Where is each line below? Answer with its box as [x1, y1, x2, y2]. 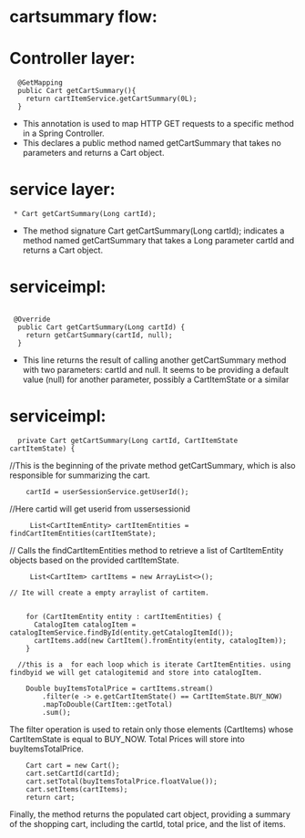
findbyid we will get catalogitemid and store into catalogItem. [9, 667, 262, 677]
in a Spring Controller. [22, 128, 105, 139]
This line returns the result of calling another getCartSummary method [22, 355, 287, 366]
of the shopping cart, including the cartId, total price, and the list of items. [9, 818, 286, 829]
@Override [13, 315, 51, 324]
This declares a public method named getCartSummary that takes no [22, 138, 282, 149]
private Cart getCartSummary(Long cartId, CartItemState [17, 436, 239, 445]
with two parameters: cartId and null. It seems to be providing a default [22, 365, 290, 375]
